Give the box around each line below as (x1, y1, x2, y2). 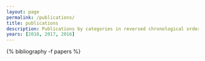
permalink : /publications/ (6, 14, 75, 21)
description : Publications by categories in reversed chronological (6, 25, 184, 32)
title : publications (6, 20, 59, 26)
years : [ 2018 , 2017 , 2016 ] (6, 31, 75, 37)
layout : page (6, 8, 40, 15)
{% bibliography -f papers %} (6, 48, 81, 55)
